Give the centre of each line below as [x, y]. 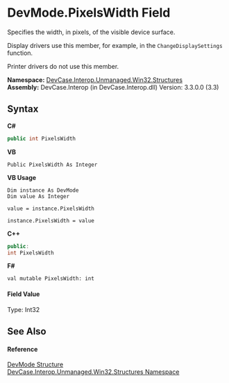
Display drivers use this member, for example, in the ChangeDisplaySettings [115, 45]
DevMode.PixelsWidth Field [89, 13]
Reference [23, 349]
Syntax [23, 109]
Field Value [24, 294]
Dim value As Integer [39, 196]
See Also [27, 331]
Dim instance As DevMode [43, 190]
